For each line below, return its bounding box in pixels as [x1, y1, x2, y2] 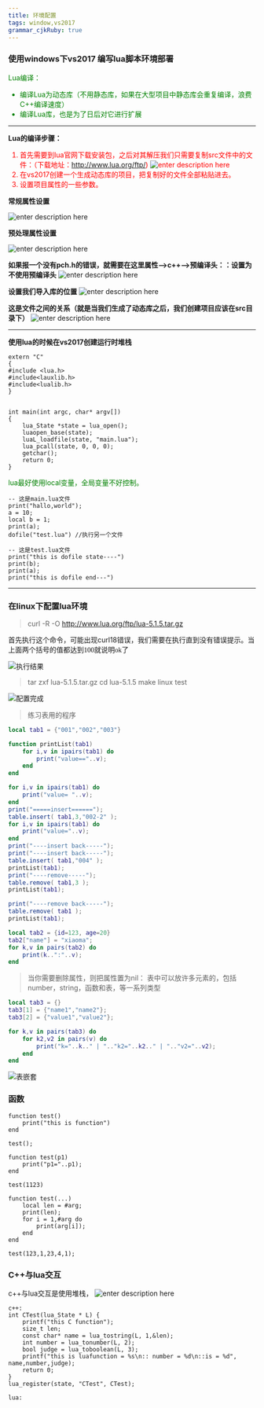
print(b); [8, 560, 41, 568]
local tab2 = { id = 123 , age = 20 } [8, 928, 111, 936]
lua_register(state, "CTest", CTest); [8, 1380, 135, 1388]
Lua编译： [8, 72, 42, 83]
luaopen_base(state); [22, 428, 93, 436]
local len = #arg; [22, 1201, 82, 1209]
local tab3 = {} [8, 999, 61, 1007]
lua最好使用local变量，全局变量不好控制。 [8, 477, 144, 487]
